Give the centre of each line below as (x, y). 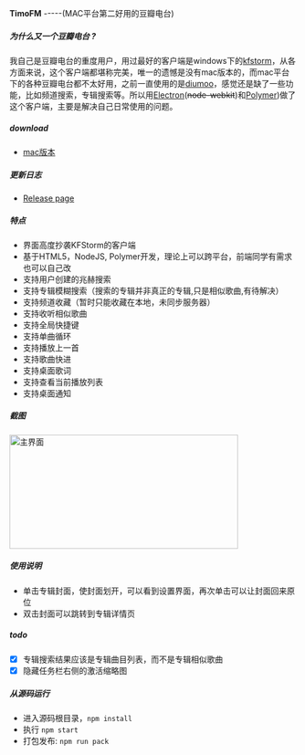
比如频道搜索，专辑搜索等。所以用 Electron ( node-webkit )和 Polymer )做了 (161, 95)
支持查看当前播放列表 (63, 382)
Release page (48, 198)
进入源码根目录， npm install (77, 718)
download (29, 128)
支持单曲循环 (47, 336)
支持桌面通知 (47, 393)
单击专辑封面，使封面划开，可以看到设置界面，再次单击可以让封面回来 (155, 591)
